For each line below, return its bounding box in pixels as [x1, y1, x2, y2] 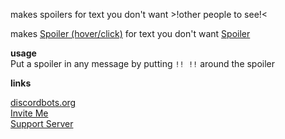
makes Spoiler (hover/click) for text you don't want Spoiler [10, 28, 251, 39]
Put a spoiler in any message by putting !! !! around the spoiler [10, 58, 276, 69]
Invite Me [10, 107, 49, 119]
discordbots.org [10, 97, 77, 108]
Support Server [10, 118, 74, 129]
